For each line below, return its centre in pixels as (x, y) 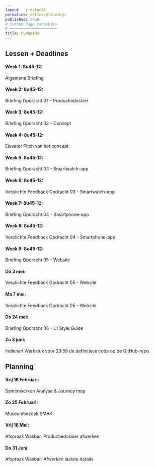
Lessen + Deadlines (37, 54)
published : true (22, 19)
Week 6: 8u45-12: (24, 180)
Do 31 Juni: (17, 448)
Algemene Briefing (25, 78)
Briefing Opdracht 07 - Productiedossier (47, 100)
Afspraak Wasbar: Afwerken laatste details (49, 459)
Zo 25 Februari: (22, 402)
